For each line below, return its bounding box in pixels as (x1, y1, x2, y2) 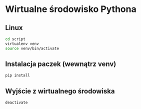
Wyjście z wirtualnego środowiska (5, 86, 115, 95)
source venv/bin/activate (5, 46, 59, 51)
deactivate (5, 100, 28, 105)
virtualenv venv (5, 41, 39, 46)
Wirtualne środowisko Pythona (5, 3, 136, 15)
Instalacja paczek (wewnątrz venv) (5, 60, 116, 68)
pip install (5, 73, 30, 78)
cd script (5, 36, 26, 41)
